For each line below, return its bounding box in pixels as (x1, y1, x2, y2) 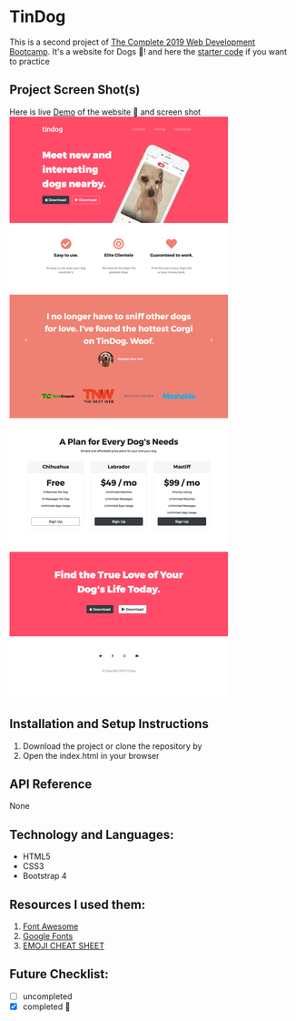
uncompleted (22, 990, 73, 1002)
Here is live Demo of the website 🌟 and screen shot (9, 106, 202, 117)
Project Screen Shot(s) (9, 82, 141, 97)
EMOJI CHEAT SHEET (22, 940, 104, 951)
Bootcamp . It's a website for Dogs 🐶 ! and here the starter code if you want (9, 45, 288, 56)
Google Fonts (22, 931, 74, 941)
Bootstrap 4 (22, 871, 67, 882)
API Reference (9, 776, 93, 792)
